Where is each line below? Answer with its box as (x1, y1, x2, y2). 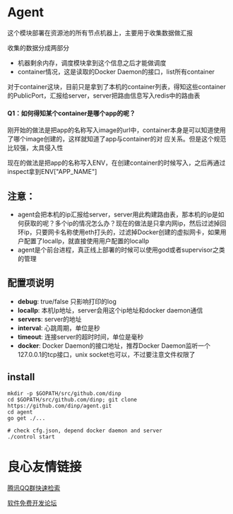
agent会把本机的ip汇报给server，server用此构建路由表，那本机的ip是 (17, 210, 219, 218)
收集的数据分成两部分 (7, 43, 69, 52)
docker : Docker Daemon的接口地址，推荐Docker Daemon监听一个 (17, 341, 210, 350)
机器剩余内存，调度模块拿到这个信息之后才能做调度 (17, 58, 167, 67)
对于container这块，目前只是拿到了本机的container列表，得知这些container (7, 82, 226, 90)
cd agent (7, 408, 33, 416)
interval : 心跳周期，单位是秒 (17, 323, 100, 332)
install (7, 371, 35, 383)
